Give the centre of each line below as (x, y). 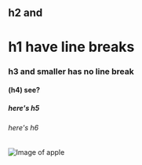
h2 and (25, 13)
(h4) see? (24, 90)
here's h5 (24, 108)
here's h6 (24, 128)
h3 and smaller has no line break (71, 71)
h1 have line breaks (71, 47)
